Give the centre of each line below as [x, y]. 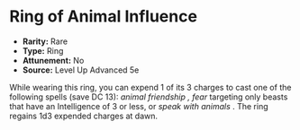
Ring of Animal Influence [104, 17]
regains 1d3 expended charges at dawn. [84, 116]
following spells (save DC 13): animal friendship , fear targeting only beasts [149, 97]
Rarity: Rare [45, 41]
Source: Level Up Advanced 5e [81, 70]
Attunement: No [53, 60]
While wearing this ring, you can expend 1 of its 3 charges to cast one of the [150, 87]
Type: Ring [43, 50]
